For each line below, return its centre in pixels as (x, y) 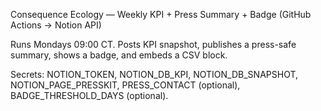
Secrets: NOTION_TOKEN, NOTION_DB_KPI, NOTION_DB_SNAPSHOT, (154, 74)
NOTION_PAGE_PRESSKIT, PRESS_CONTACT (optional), (125, 85)
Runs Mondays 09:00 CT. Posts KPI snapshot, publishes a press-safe (153, 44)
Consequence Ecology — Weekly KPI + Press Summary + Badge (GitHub (161, 14)
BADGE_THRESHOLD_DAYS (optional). (89, 95)
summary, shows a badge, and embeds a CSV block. (119, 55)
